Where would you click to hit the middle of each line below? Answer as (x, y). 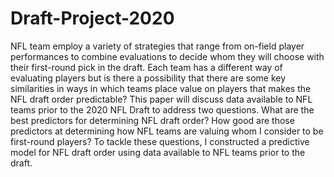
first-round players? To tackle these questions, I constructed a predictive (160, 141)
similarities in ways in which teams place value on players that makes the (161, 88)
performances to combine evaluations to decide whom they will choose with (167, 56)
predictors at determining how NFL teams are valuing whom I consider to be (167, 131)
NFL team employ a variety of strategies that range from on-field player (157, 46)
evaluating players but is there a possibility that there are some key (148, 78)
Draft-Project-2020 (92, 18)
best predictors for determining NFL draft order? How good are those (152, 120)
